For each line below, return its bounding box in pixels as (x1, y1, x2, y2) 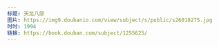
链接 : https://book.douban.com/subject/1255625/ (7, 29, 148, 37)
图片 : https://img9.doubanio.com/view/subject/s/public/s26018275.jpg (7, 17, 213, 23)
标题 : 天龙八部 (7, 10, 45, 17)
